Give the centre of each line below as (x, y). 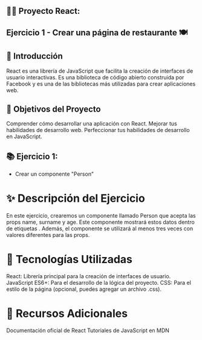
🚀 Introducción (34, 56)
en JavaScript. (24, 136)
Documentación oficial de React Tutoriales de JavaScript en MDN (88, 330)
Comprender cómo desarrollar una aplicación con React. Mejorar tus (92, 124)
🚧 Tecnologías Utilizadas (70, 260)
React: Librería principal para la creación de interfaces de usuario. (89, 276)
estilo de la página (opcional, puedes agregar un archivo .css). (84, 289)
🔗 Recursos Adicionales (67, 314)
